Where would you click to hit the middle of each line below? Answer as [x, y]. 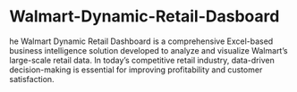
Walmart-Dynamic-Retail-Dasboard [144, 17]
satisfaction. [32, 79]
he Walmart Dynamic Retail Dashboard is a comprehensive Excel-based [141, 41]
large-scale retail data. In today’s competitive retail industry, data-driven [142, 60]
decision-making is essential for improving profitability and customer [136, 70]
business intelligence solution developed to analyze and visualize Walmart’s [148, 50]
